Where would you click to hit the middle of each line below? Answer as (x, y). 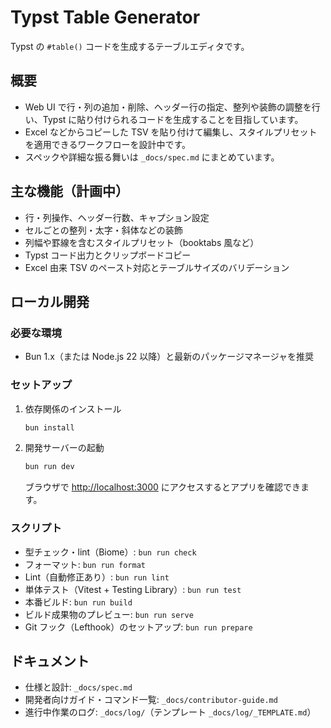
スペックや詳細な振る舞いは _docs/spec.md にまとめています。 (152, 157)
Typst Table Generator (105, 17)
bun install (49, 427)
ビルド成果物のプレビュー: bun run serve (109, 614)
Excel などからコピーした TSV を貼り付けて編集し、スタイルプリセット (171, 132)
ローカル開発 (50, 301)
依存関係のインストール (73, 408)
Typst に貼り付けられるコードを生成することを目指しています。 (173, 119)
